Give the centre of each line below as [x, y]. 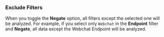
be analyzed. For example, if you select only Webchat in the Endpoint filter [82, 23]
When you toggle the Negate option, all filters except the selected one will [83, 18]
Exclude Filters [24, 7]
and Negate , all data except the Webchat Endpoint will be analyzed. [76, 29]
